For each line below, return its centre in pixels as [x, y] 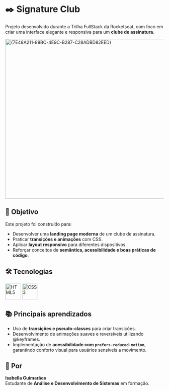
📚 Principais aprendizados [49, 314]
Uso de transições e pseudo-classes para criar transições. [74, 329]
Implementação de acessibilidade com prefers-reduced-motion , [79, 345]
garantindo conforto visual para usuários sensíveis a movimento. [79, 350]
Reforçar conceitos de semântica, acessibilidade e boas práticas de [84, 250]
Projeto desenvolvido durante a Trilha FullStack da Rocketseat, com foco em [84, 26]
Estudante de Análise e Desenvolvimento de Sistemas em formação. [77, 383]
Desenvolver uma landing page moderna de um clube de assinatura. [84, 233]
